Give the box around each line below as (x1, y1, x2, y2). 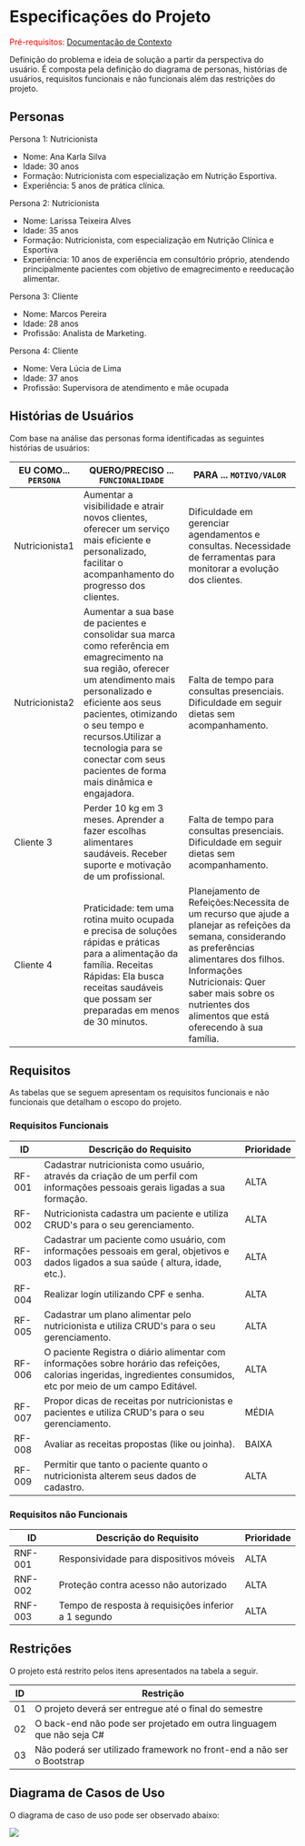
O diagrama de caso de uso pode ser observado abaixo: (9, 1810, 220, 1821)
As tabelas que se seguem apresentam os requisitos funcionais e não (9, 1087, 270, 1098)
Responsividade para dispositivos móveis (58, 1552, 235, 1564)
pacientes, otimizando (83, 707, 178, 720)
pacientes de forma (83, 764, 167, 777)
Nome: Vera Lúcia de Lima (22, 362, 122, 373)
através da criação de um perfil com (44, 1169, 198, 1182)
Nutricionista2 (14, 696, 74, 709)
